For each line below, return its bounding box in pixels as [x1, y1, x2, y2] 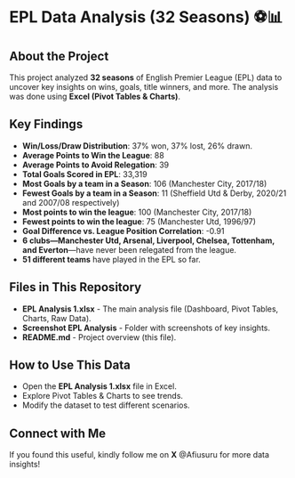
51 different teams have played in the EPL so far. [21, 254, 202, 264]
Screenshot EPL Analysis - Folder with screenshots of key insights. [21, 322, 271, 333]
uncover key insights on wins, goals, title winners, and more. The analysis [9, 82, 279, 92]
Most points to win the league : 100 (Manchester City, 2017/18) [21, 207, 252, 217]
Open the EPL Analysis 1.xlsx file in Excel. [21, 381, 178, 392]
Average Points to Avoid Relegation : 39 [21, 159, 170, 170]
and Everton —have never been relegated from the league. [21, 244, 237, 255]
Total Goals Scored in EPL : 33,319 [21, 168, 148, 179]
